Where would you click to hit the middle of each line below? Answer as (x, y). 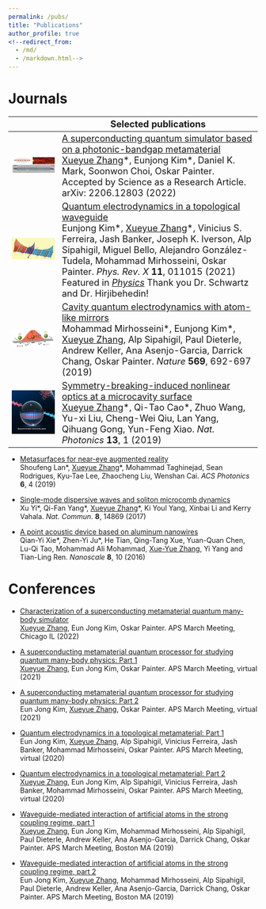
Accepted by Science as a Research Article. (154, 181)
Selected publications (158, 124)
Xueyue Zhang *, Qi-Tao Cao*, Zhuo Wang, (154, 407)
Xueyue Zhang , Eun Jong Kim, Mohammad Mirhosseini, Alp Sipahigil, (132, 831)
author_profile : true (44, 33)
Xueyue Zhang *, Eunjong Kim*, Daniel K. (149, 160)
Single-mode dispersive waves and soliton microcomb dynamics (125, 499)
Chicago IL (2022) (49, 636)
